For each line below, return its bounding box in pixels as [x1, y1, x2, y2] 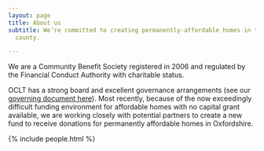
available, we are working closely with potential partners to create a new [8, 111, 243, 120]
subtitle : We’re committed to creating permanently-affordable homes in [8, 26, 251, 34]
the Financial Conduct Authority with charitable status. [8, 70, 185, 79]
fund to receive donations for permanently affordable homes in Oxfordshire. [8, 119, 254, 128]
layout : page [8, 11, 51, 20]
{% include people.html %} [8, 134, 96, 144]
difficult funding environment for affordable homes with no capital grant [8, 102, 240, 112]
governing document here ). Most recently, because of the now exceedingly [8, 94, 252, 103]
